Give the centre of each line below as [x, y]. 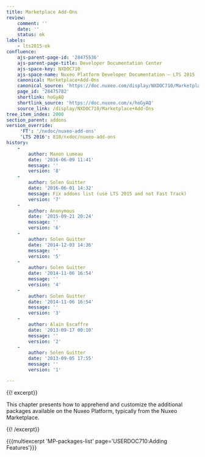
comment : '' [32, 23]
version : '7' [45, 199]
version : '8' [45, 171]
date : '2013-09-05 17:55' [61, 359]
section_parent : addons [37, 120]
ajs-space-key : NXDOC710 [49, 69]
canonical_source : [41, 86]
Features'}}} [22, 447]
